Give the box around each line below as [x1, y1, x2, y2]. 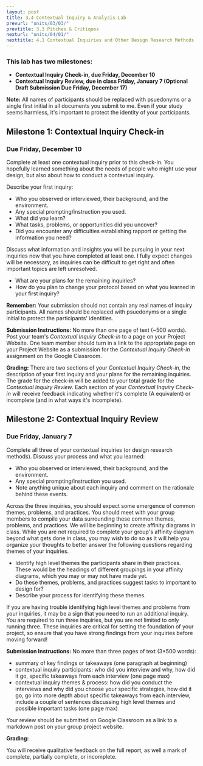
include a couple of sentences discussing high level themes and [15, 698, 176, 705]
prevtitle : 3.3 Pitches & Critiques [6, 26, 99, 32]
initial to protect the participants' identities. [6, 314, 114, 322]
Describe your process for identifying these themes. [15, 591, 146, 599]
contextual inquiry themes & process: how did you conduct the [15, 678, 173, 686]
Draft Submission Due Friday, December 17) [15, 84, 128, 91]
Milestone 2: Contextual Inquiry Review [6, 414, 159, 424]
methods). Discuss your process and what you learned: [6, 452, 145, 460]
